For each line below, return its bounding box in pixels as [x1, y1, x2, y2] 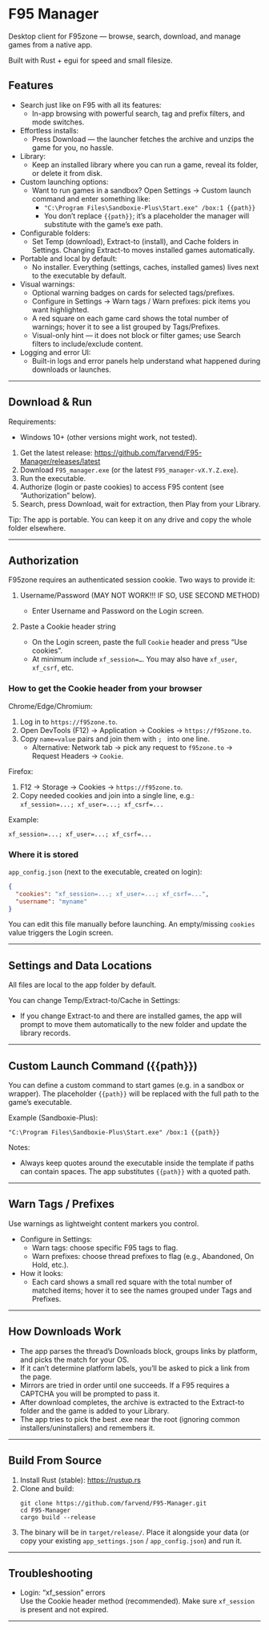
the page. [19, 1371, 52, 1381]
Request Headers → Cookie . [31, 751, 124, 760]
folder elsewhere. [8, 523, 66, 532]
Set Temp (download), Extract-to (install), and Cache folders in [31, 236, 239, 246]
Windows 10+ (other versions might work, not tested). [19, 432, 198, 442]
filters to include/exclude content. [31, 339, 143, 348]
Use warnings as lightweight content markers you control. [8, 1218, 199, 1229]
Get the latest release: [19, 447, 93, 458]
